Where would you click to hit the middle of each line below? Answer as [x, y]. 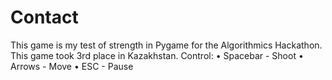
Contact [44, 17]
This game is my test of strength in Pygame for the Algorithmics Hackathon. [166, 45]
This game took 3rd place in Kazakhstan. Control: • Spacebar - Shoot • [157, 55]
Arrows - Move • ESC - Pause [72, 66]
